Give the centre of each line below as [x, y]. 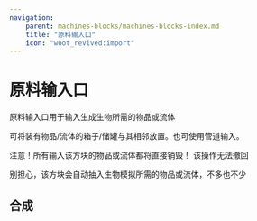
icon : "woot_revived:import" [80, 43]
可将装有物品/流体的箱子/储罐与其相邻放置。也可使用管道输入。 [127, 136]
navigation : [32, 18]
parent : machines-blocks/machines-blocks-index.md [123, 26]
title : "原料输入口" [61, 34]
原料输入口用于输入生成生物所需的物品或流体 [92, 117]
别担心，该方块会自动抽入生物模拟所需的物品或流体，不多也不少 [128, 175]
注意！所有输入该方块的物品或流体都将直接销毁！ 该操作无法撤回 [129, 155]
